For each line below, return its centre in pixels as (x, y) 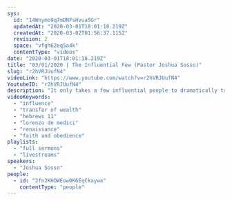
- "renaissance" (37, 129)
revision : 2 (31, 39)
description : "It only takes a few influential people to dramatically (112, 90)
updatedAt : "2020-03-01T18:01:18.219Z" (71, 26)
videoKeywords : (29, 97)
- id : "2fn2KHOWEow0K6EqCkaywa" (60, 180)
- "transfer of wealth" (47, 110)
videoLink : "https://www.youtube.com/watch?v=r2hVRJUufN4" (94, 78)
